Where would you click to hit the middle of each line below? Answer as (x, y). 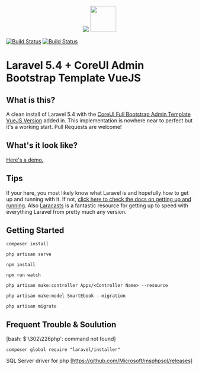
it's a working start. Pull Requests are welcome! (64, 127)
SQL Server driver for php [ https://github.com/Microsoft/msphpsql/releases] (99, 361)
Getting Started (35, 231)
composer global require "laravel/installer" (63, 350)
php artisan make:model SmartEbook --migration (66, 296)
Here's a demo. (25, 160)
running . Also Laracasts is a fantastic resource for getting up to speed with (97, 205)
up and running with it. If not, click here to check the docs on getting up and (99, 199)
